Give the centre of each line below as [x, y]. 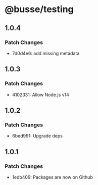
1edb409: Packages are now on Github [52, 177]
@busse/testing [39, 9]
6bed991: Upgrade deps [37, 136]
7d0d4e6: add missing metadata [46, 53]
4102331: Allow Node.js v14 [40, 95]
